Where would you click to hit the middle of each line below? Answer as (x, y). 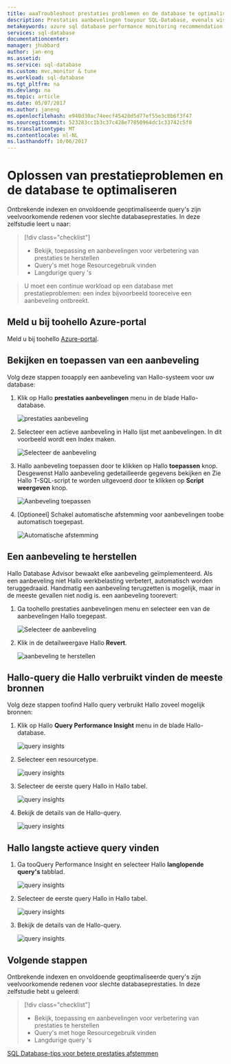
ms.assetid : (24, 59)
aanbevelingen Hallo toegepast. (62, 616)
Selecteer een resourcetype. (57, 760)
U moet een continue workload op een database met (98, 286)
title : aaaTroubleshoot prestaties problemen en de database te (101, 13)
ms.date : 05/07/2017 (37, 103)
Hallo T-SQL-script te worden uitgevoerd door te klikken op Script (110, 480)
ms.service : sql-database (44, 65)
